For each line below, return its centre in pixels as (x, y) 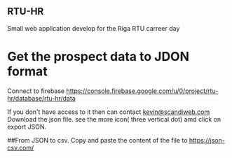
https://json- (207, 140)
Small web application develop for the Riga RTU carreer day (94, 28)
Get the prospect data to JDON (98, 57)
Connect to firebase (36, 91)
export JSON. (27, 127)
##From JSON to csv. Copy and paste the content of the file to (97, 140)
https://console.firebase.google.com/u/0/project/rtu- (142, 91)
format (27, 71)
